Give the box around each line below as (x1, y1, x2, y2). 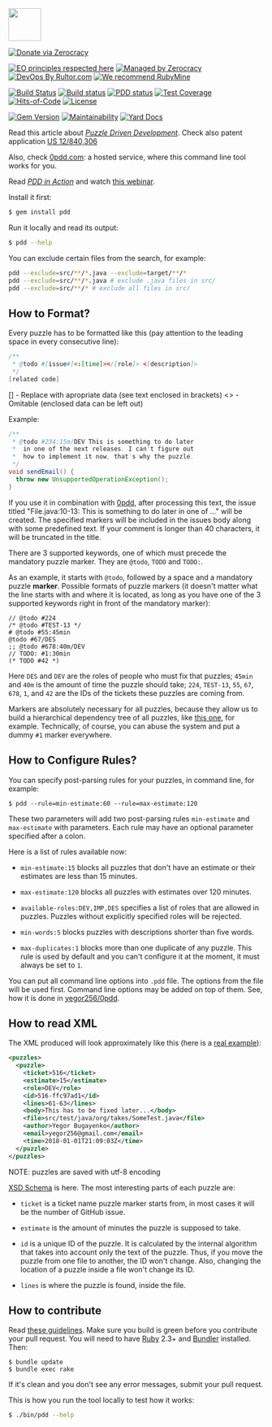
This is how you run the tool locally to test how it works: (8, 1395, 195, 1405)
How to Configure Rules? (8, 754, 137, 768)
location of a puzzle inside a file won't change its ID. (19, 1264, 195, 1274)
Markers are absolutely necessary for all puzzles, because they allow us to (8, 703, 258, 714)
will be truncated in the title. (8, 532, 101, 542)
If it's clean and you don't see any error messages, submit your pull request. (8, 1380, 264, 1390)
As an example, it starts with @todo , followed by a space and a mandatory (8, 572, 253, 582)
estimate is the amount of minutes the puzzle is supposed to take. (19, 1223, 241, 1233)
